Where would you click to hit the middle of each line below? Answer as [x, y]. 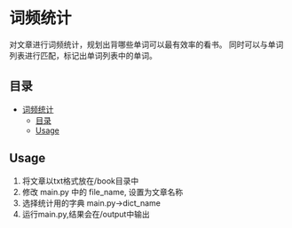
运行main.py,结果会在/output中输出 [86, 214]
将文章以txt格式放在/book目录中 [80, 181]
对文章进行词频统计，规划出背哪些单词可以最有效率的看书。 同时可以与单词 [146, 44]
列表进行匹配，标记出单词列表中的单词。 [83, 55]
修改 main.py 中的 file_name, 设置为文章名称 [103, 192]
